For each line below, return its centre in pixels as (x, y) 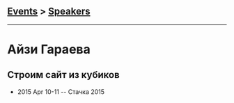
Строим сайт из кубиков (63, 75)
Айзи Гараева (49, 49)
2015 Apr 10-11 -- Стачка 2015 (61, 92)
